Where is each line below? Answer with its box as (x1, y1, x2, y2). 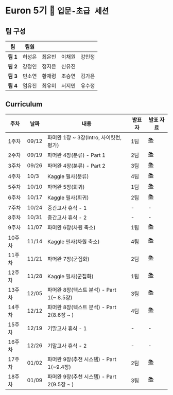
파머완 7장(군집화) (47, 255, 90, 262)
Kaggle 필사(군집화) (47, 273, 94, 280)
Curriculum (5, 100, 43, 109)
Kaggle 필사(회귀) (47, 194, 89, 201)
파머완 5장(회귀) (47, 184, 85, 191)
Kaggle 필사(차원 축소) (47, 238, 100, 245)
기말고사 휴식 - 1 (47, 325, 87, 332)
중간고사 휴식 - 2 (47, 214, 87, 221)
